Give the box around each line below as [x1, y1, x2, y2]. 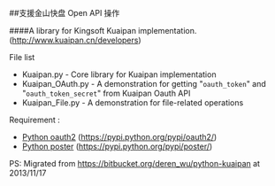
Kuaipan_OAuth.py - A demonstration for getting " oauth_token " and [21, 79, 267, 89]
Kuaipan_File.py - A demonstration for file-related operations [21, 97, 244, 108]
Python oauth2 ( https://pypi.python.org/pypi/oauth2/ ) [21, 132, 218, 142]
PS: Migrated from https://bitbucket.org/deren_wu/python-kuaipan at [9, 159, 261, 168]
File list [9, 52, 35, 62]
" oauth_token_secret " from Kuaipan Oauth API [21, 88, 191, 98]
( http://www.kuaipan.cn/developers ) [9, 35, 141, 45]
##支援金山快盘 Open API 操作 [9, 8, 120, 18]
